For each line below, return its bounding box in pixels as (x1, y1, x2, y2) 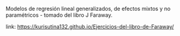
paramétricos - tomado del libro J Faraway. (5, 11, 113, 19)
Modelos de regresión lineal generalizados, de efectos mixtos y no (5, 5, 171, 12)
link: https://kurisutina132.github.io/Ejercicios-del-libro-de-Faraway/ (5, 23, 174, 30)
